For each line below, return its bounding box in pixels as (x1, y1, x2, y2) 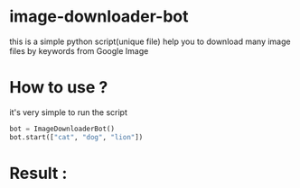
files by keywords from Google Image (9, 45, 149, 56)
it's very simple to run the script (9, 106, 128, 118)
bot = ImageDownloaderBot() (9, 124, 116, 133)
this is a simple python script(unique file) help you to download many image (9, 36, 291, 47)
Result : (9, 163, 68, 184)
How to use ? (9, 77, 108, 98)
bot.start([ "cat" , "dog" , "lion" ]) (9, 132, 144, 141)
